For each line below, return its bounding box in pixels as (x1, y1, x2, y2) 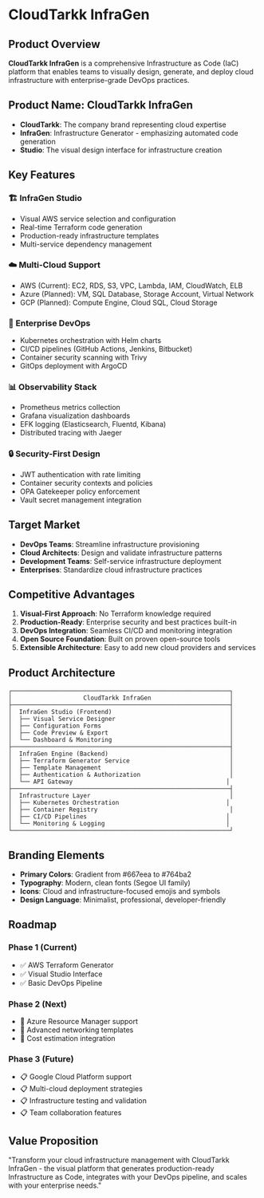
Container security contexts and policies (19, 478, 153, 487)
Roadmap (8, 918, 57, 932)
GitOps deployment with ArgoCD (19, 361, 128, 371)
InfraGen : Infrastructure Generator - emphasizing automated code (19, 128, 238, 137)
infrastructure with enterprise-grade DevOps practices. (8, 76, 190, 85)
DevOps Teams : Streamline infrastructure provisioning (19, 539, 199, 549)
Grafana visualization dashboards (19, 411, 131, 420)
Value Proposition (8, 1134, 99, 1148)
